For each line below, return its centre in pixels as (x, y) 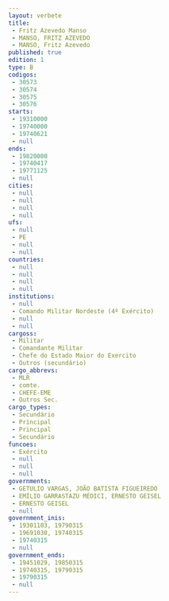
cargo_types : (30, 407)
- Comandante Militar (47, 348)
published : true (35, 52)
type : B (21, 68)
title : (19, 23)
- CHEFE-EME (31, 393)
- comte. (26, 385)
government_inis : (37, 518)
